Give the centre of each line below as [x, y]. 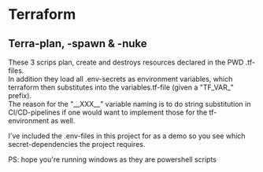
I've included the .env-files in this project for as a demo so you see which [127, 136]
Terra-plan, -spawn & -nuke [78, 44]
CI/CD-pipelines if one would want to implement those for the [108, 112]
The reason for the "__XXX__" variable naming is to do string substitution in [130, 104]
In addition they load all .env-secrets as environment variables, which [120, 79]
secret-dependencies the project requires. [77, 144]
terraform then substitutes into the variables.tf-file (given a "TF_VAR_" [121, 87]
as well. [63, 121]
